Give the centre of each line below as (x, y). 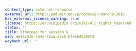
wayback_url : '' (21, 41)
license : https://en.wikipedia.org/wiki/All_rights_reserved (68, 23)
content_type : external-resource (39, 9)
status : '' (16, 28)
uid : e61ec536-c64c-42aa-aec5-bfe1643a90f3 (50, 37)
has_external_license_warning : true (42, 18)
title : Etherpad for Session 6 (37, 32)
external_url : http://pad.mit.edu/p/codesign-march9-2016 (65, 14)
